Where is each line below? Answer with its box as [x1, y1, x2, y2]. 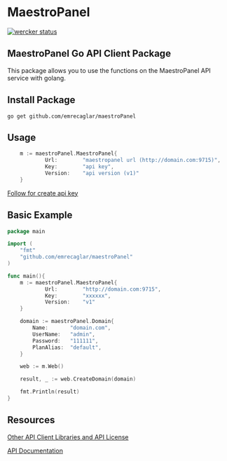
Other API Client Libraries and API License [7, 432, 129, 441]
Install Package [7, 94, 76, 106]
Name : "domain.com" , [32, 324, 111, 331]
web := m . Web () [20, 363, 64, 370]
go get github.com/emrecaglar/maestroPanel [7, 113, 137, 120]
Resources [7, 414, 55, 426]
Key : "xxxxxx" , [44, 292, 111, 299]
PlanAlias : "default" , [32, 344, 102, 351]
